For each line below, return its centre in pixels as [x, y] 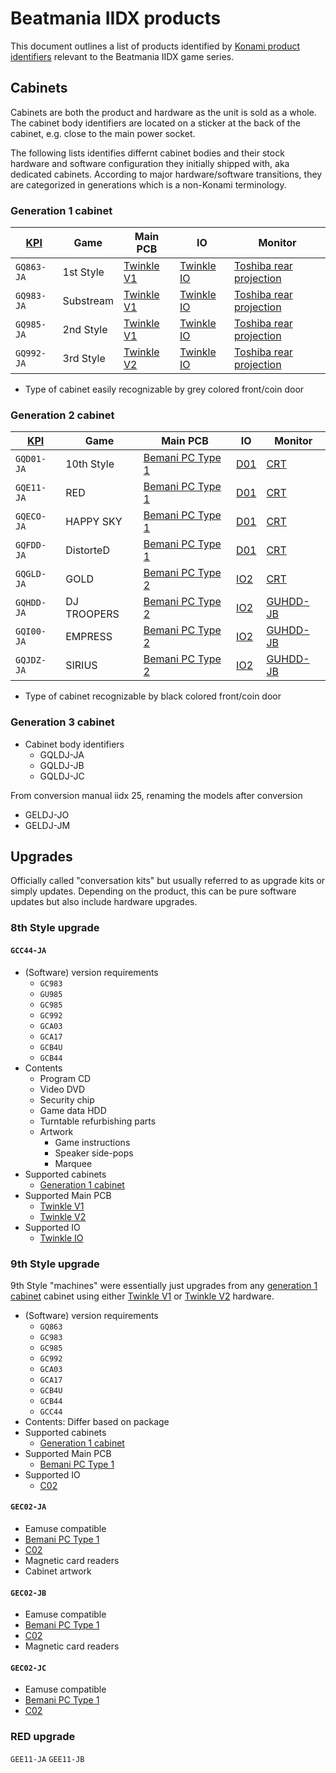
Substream [88, 301]
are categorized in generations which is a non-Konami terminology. [148, 184]
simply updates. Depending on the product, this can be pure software [153, 891]
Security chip [67, 1099]
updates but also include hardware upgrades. [104, 902]
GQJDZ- [31, 660]
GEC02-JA [28, 1507]
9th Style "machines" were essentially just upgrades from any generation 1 [164, 1285]
